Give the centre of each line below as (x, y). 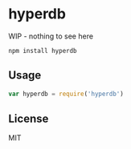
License (29, 119)
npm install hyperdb (43, 50)
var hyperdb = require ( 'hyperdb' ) (66, 94)
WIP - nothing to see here (51, 36)
